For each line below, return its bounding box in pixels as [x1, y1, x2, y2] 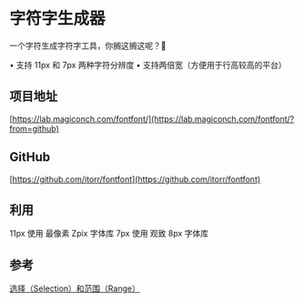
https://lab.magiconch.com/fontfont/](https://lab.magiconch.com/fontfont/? [12, 113, 295, 124]
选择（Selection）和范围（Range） [9, 283, 141, 294]
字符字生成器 [9, 8, 106, 29]
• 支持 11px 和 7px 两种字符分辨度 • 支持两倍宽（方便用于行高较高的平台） [9, 59, 287, 70]
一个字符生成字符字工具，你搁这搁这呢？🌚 [9, 40, 167, 51]
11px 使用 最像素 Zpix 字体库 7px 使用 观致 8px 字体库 [9, 228, 209, 239]
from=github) [9, 123, 59, 134]
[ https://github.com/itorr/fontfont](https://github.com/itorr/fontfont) [9, 174, 261, 185]
